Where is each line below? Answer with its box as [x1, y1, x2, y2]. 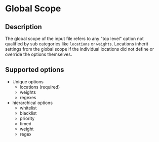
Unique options [12, 78, 43, 84]
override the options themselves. [5, 51, 73, 57]
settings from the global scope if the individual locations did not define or [5, 46, 154, 52]
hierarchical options [12, 100, 53, 106]
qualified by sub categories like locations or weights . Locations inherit [5, 41, 148, 47]
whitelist [19, 105, 37, 111]
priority [19, 115, 35, 121]
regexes [19, 94, 37, 100]
